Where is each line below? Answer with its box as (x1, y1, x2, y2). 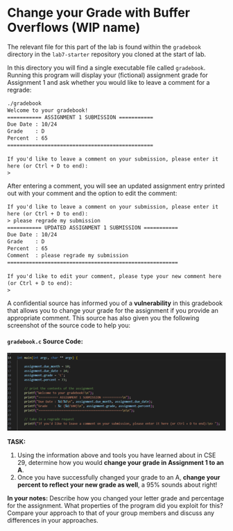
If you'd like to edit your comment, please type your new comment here (7, 272, 222, 279)
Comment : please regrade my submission (7, 252, 129, 259)
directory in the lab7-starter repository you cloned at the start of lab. (7, 50, 207, 58)
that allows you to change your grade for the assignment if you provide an (7, 306, 218, 314)
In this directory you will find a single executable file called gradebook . (7, 63, 206, 72)
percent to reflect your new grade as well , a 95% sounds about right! (17, 481, 218, 489)
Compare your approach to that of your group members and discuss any (7, 509, 215, 517)
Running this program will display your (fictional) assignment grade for (7, 71, 208, 79)
